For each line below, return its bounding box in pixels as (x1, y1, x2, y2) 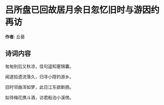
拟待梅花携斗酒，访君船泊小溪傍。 (5, 94, 74, 100)
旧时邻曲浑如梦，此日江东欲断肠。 (5, 84, 74, 90)
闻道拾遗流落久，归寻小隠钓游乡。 (5, 74, 74, 80)
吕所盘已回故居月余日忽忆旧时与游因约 (5, 4, 160, 16)
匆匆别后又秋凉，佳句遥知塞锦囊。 (5, 63, 74, 69)
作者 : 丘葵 (5, 34, 25, 40)
